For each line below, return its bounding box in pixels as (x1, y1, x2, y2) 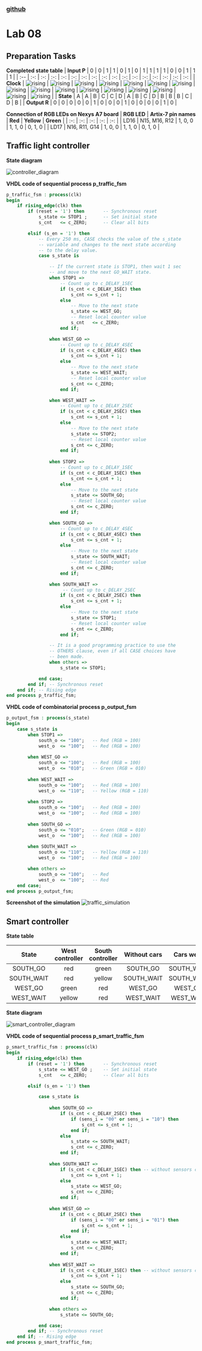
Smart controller (6, 917, 69, 927)
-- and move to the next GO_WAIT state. (49, 270, 152, 276)
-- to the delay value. (38, 247, 98, 253)
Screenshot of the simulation (6, 899, 81, 906)
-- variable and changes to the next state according (38, 241, 176, 248)
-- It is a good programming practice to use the (49, 643, 176, 649)
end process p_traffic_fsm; (6, 693, 77, 699)
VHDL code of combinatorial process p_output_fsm (6, 703, 136, 711)
